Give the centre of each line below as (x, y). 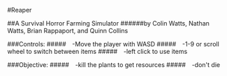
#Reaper (20, 10)
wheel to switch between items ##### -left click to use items (97, 51)
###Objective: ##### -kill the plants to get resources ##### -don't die (114, 65)
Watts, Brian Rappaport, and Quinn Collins (68, 31)
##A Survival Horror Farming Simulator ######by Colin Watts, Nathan (108, 23)
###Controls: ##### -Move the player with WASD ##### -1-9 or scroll (113, 44)
